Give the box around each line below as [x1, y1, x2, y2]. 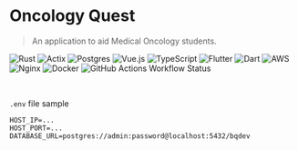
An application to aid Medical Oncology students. [31, 35, 217, 46]
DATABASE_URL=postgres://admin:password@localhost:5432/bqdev [9, 131, 251, 141]
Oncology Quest [9, 5, 136, 26]
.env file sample [9, 97, 70, 109]
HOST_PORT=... [9, 124, 64, 133]
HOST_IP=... [9, 115, 55, 125]
